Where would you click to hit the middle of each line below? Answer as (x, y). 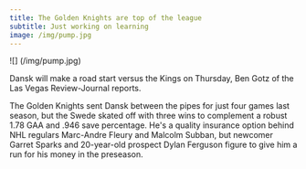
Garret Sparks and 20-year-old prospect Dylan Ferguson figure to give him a (153, 145)
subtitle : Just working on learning (79, 26)
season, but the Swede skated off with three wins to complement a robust (148, 116)
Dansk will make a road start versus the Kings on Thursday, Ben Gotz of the (152, 79)
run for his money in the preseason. (76, 154)
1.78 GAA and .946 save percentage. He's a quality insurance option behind (152, 125)
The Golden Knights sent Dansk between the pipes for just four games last (150, 106)
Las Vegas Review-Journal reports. (75, 89)
